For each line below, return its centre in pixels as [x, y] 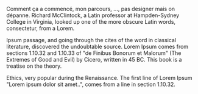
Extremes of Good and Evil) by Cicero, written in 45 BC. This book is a [94, 60]
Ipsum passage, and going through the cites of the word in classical [91, 40]
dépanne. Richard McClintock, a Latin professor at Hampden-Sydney [93, 15]
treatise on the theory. [34, 66]
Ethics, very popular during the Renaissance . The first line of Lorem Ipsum [100, 78]
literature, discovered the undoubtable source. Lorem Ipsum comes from [97, 46]
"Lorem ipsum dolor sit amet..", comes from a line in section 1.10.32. [91, 84]
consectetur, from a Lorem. [41, 28]
